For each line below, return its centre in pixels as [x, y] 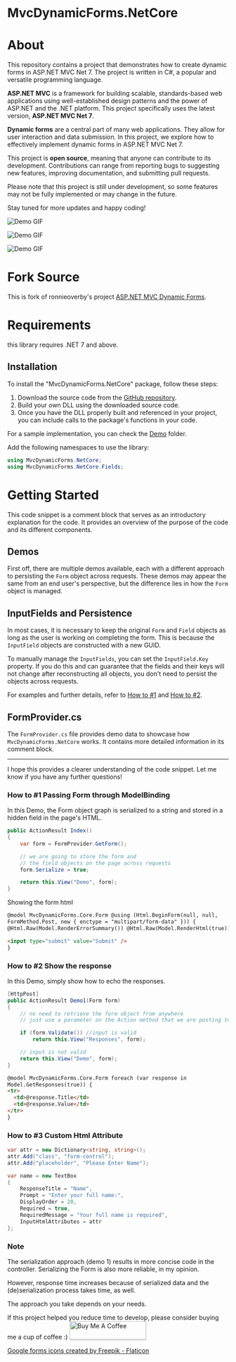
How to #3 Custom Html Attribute [65, 1135]
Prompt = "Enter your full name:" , [72, 1196]
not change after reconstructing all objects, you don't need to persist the [112, 674]
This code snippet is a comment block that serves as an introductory [106, 514]
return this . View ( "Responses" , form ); [89, 1040]
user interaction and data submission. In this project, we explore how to [111, 137]
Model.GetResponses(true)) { [50, 1084]
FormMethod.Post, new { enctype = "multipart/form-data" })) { [102, 922]
